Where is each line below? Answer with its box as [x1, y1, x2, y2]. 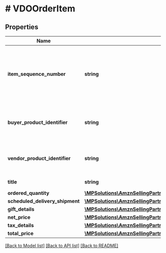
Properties [5, 23, 39, 31]
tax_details [7, 222, 34, 229]
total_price [7, 230, 34, 237]
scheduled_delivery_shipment [7, 198, 80, 204]
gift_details [7, 206, 35, 212]
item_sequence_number [7, 70, 66, 77]
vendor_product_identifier [7, 155, 71, 162]
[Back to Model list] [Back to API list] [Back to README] [5, 243, 119, 249]
